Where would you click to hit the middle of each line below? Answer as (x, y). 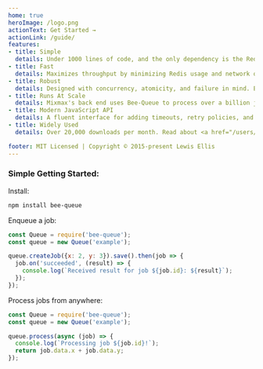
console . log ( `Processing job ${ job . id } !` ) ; (87, 343)
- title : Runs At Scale (47, 96)
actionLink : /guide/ (42, 37)
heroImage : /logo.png (43, 23)
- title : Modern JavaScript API (61, 111)
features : (24, 45)
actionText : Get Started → (52, 30)
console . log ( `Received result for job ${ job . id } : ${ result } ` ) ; (128, 271)
